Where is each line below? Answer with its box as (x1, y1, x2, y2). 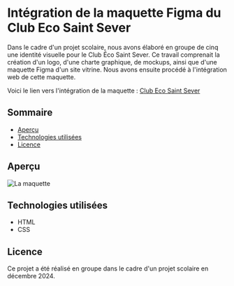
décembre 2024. (7, 272, 56, 280)
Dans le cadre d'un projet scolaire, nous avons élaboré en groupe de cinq (7, 43, 219, 51)
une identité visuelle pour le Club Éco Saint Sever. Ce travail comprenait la (7, 50, 220, 59)
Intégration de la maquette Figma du (7, 5, 221, 21)
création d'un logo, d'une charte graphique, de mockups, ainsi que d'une (7, 57, 218, 66)
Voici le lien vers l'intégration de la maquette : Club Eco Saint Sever (7, 86, 200, 95)
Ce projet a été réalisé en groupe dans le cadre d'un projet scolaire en (7, 264, 209, 273)
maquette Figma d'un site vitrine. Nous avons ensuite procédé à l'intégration (7, 65, 227, 74)
